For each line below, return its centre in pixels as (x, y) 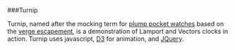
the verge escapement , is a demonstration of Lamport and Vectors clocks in (118, 31)
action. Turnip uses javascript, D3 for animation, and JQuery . (96, 39)
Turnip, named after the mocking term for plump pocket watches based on (116, 24)
